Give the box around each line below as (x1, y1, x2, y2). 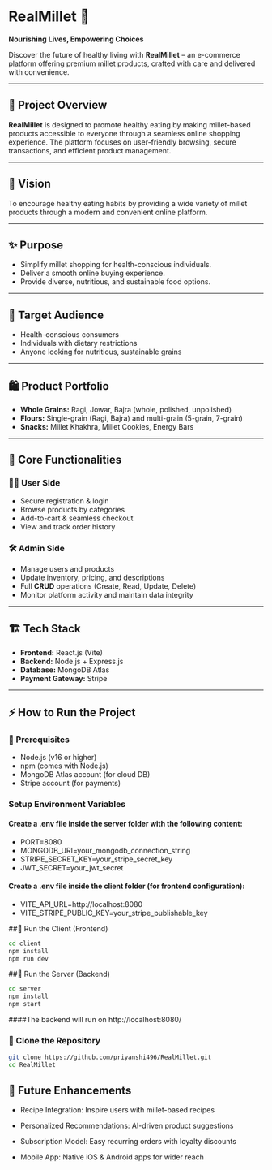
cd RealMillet (8, 1061, 57, 1069)
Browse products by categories (19, 504, 125, 514)
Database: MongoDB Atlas (19, 665, 110, 675)
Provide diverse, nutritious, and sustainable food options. (19, 277, 211, 287)
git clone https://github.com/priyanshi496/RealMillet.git (8, 1053, 212, 1062)
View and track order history (19, 521, 116, 531)
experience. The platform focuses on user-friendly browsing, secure (8, 137, 236, 147)
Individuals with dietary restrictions (19, 339, 138, 348)
